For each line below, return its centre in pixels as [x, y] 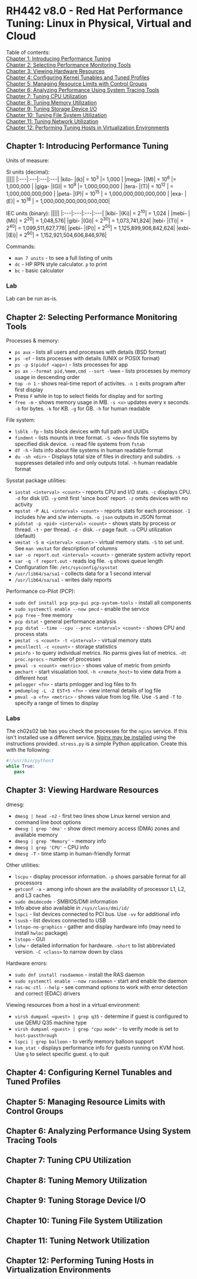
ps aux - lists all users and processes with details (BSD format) [90, 352]
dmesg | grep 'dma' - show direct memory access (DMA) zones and [97, 828]
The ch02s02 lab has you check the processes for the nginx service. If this [97, 731]
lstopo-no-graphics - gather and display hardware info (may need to [98, 926]
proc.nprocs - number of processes [58, 659]
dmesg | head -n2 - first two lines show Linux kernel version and [92, 815]
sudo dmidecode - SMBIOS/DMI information [66, 901]
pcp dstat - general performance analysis [65, 622]
